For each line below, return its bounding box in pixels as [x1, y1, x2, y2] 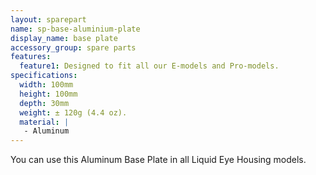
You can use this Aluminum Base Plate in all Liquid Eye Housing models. [10, 154, 307, 166]
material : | [19, 117, 70, 127]
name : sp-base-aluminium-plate [10, 24, 141, 34]
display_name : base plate [10, 33, 118, 43]
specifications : [10, 71, 78, 81]
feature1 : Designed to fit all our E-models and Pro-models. [19, 61, 280, 71]
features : [10, 52, 52, 62]
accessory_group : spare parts [10, 42, 137, 53]
